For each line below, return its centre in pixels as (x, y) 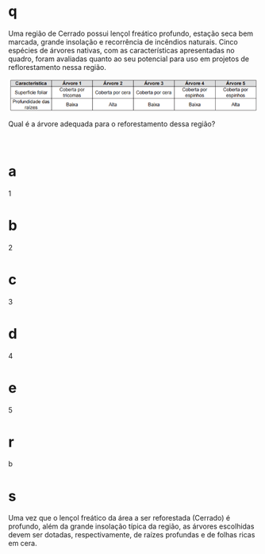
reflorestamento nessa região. (58, 67)
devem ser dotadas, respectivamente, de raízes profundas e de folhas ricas (132, 535)
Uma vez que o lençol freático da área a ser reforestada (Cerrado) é (119, 518)
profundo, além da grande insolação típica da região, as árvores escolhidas (131, 526)
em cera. (23, 544)
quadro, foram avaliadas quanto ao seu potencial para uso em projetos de (129, 59)
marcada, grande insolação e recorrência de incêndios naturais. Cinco (123, 41)
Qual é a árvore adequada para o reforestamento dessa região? (112, 124)
